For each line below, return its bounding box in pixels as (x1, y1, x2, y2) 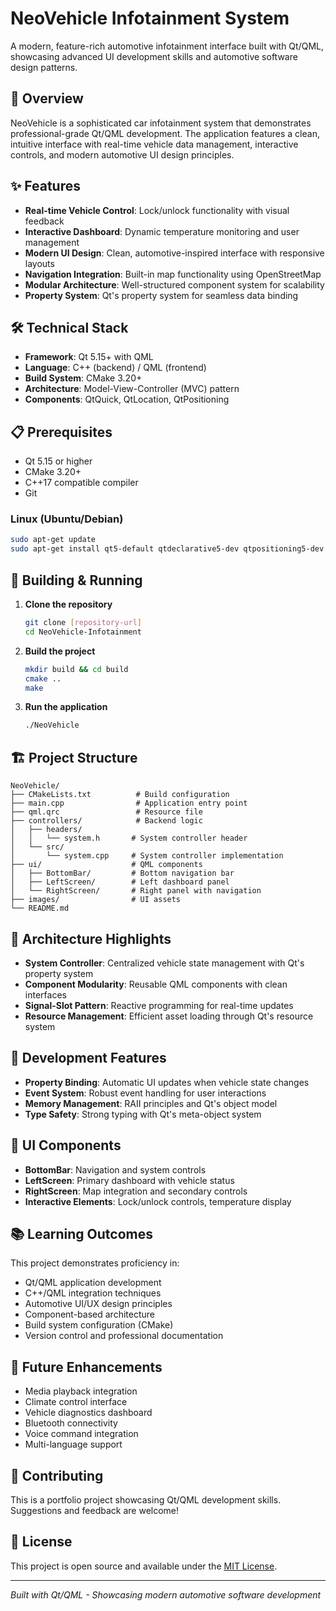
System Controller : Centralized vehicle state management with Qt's (24, 957, 305, 969)
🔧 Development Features (10, 1050, 167, 1067)
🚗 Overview (10, 90, 84, 107)
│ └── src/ (10, 842, 65, 852)
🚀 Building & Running (10, 572, 143, 589)
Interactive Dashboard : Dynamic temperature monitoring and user (24, 225, 300, 237)
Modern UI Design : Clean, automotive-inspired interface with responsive (24, 247, 325, 259)
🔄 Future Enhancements (10, 1358, 163, 1376)
